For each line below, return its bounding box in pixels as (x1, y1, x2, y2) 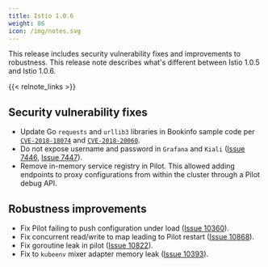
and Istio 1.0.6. (8, 66, 57, 76)
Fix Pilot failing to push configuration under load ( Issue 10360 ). (19, 223, 230, 233)
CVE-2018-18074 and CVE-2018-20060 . (19, 135, 140, 146)
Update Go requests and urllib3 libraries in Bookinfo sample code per (19, 127, 255, 137)
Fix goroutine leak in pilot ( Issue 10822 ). (19, 240, 153, 250)
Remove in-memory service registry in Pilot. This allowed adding (19, 161, 236, 171)
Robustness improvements (8, 201, 147, 215)
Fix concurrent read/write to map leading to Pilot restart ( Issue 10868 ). (19, 232, 254, 241)
